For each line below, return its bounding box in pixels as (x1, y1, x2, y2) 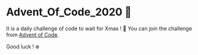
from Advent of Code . (6, 31, 59, 38)
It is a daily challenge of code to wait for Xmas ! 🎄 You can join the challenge (6, 25, 192, 32)
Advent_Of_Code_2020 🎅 (6, 5, 132, 19)
